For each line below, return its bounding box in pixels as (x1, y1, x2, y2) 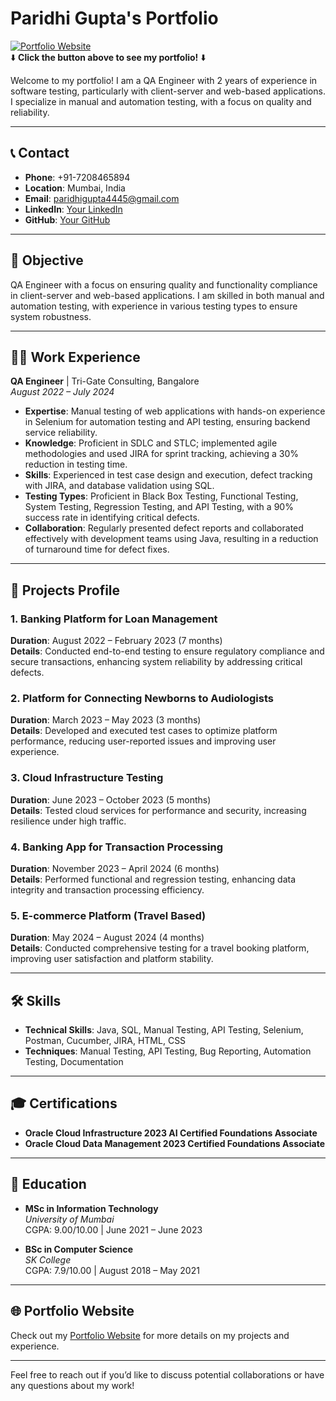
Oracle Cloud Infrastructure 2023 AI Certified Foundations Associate (24, 1127, 318, 1139)
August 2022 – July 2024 (10, 386, 115, 398)
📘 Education (10, 1176, 87, 1193)
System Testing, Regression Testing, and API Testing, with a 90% (24, 501, 294, 513)
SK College (24, 1253, 72, 1266)
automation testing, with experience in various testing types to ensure (10, 300, 298, 312)
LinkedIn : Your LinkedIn (24, 203, 123, 215)
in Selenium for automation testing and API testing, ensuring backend (24, 416, 311, 428)
